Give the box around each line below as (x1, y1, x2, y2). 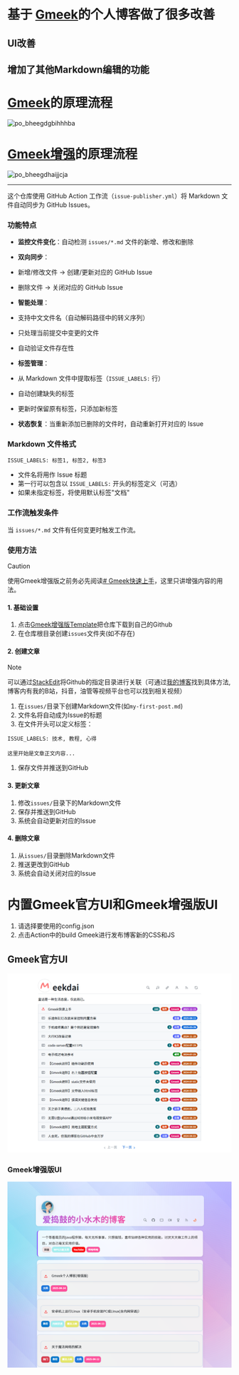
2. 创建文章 (7, 646, 41, 655)
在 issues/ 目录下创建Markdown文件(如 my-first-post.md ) (17, 702, 184, 711)
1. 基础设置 (7, 603, 39, 612)
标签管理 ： (17, 359, 50, 367)
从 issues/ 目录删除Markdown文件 (17, 851, 115, 860)
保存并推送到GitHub (17, 807, 76, 816)
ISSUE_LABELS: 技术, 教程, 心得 (7, 736, 97, 743)
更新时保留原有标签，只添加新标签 (17, 405, 118, 413)
